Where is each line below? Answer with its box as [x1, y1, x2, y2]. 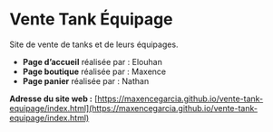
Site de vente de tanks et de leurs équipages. [9, 39, 179, 50]
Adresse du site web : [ [9, 93, 98, 104]
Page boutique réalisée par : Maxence [22, 66, 166, 77]
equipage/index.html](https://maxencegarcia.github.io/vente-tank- [9, 102, 258, 113]
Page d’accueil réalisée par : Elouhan [22, 56, 163, 67]
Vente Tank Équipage [9, 9, 174, 30]
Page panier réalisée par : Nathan [22, 75, 150, 86]
